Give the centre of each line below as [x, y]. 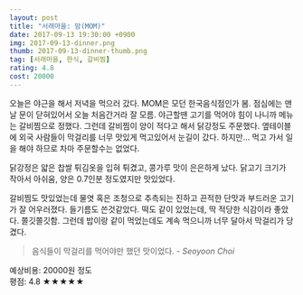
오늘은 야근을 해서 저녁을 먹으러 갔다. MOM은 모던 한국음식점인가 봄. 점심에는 [146, 103]
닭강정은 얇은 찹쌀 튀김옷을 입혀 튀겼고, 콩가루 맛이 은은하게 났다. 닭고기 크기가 [148, 167]
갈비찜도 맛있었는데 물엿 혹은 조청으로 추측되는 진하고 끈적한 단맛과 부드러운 [143, 198]
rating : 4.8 [32, 69]
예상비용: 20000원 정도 [51, 270]
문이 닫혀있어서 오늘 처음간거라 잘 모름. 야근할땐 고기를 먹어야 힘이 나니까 [148, 115]
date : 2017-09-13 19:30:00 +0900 [72, 34]
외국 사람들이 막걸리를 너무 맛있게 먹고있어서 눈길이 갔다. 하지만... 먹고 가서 [151, 137]
